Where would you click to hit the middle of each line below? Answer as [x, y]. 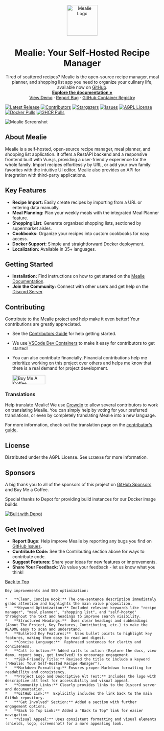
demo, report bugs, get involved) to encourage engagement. [68, 655]
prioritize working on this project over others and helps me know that [82, 363]
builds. [12, 504]
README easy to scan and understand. [44, 629]
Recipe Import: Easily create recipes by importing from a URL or [77, 202]
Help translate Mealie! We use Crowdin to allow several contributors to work [82, 405]
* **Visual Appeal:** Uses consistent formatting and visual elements [81, 719]
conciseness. [18, 646]
